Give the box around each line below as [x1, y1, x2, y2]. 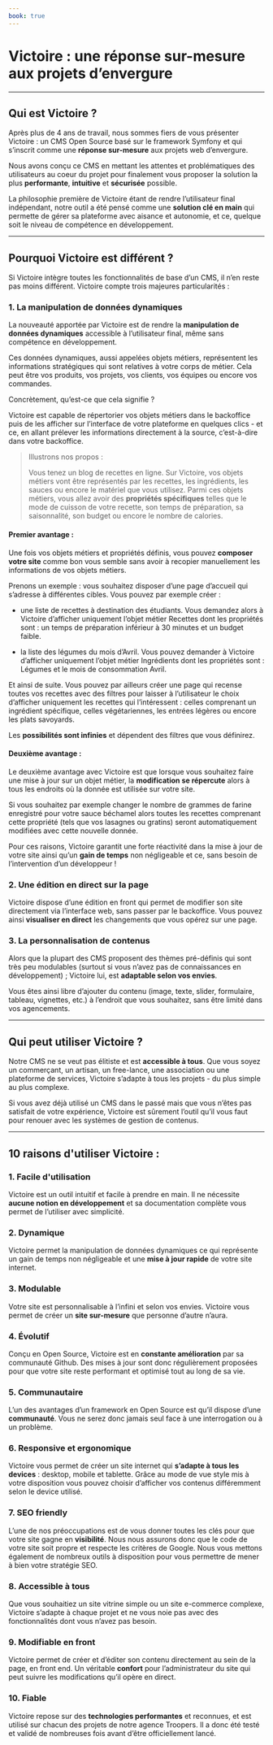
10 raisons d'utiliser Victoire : [8, 1147, 160, 1161]
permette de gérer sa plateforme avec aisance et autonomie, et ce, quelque [8, 211, 262, 221]
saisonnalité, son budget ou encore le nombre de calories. [28, 511, 223, 521]
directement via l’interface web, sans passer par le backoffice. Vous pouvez [8, 906, 262, 916]
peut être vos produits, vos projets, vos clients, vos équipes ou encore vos [8, 371, 258, 380]
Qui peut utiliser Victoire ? [8, 1035, 144, 1048]
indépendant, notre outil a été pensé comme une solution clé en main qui [8, 202, 254, 212]
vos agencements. [8, 1004, 71, 1014]
